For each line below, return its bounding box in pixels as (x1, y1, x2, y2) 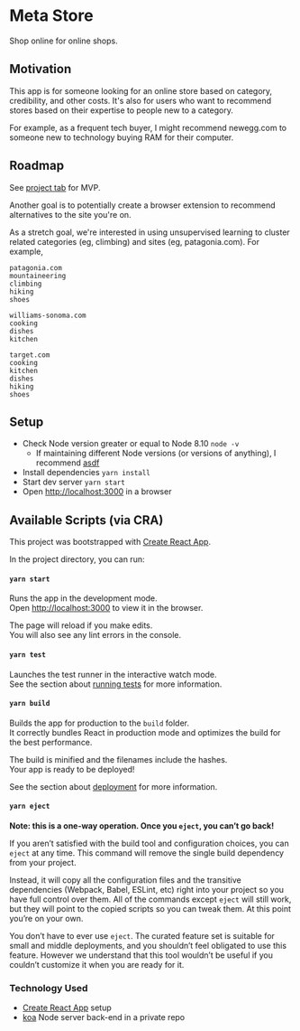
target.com (9, 350, 50, 360)
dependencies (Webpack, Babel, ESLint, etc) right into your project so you (9, 885, 285, 895)
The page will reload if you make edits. (9, 620, 153, 631)
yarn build (9, 699, 50, 708)
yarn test (9, 650, 47, 660)
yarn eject (9, 801, 50, 811)
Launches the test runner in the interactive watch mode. (9, 669, 218, 680)
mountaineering (9, 271, 67, 280)
